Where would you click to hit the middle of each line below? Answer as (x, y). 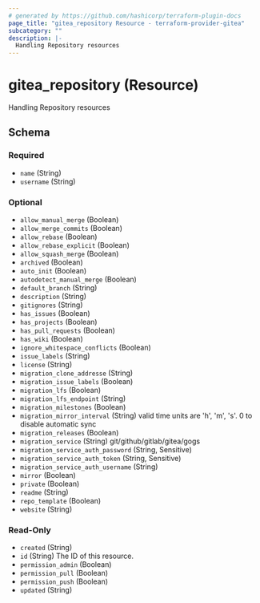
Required (26, 156)
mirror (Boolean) (48, 476)
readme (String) (44, 492)
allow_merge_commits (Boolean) (71, 229)
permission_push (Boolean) (64, 581)
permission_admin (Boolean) (66, 565)
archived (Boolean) (51, 262)
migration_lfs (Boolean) (60, 391)
